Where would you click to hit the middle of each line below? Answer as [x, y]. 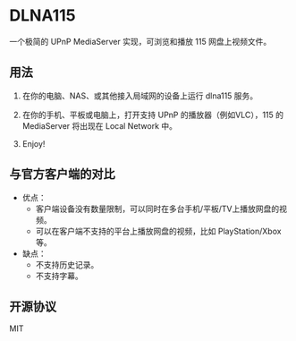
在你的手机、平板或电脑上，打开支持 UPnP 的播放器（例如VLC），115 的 [153, 115]
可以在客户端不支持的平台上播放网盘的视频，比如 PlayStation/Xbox [158, 231]
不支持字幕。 [59, 276]
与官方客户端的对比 [62, 174]
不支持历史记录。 [67, 264]
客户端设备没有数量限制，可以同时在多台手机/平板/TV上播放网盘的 [157, 209]
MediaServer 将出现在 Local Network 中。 [99, 125]
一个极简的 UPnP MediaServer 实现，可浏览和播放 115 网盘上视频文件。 [140, 41]
